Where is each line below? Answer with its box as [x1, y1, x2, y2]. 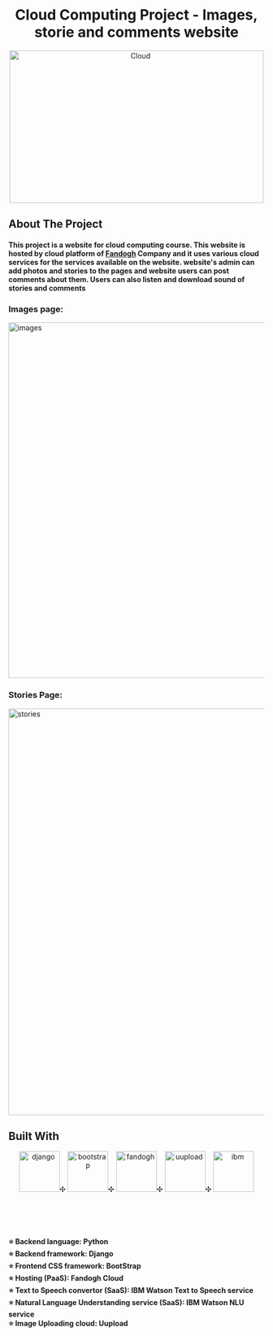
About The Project [8, 217, 103, 231]
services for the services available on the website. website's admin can [8, 257, 255, 267]
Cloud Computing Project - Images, [15, 6, 258, 24]
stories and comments [8, 283, 86, 293]
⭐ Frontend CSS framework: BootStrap [8, 1260, 141, 1270]
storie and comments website [33, 23, 240, 41]
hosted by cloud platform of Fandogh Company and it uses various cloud [8, 248, 260, 258]
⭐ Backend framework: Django [8, 1248, 114, 1258]
